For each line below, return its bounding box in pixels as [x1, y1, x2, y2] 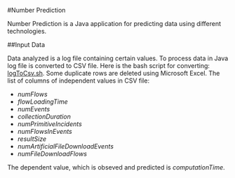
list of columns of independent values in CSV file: [7, 76, 149, 85]
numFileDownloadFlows [17, 150, 88, 158]
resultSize [17, 135, 47, 143]
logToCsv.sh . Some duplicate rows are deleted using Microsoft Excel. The [7, 69, 220, 77]
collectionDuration [17, 112, 72, 121]
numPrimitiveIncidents [17, 120, 82, 128]
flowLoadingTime [17, 97, 68, 106]
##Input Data [7, 41, 46, 48]
